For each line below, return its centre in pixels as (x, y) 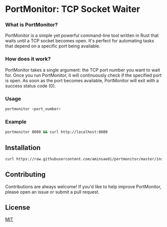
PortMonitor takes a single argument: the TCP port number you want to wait (83, 70)
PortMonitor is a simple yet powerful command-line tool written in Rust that (82, 35)
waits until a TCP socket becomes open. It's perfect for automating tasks (80, 41)
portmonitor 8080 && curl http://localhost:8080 (56, 132)
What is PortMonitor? (32, 25)
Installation (23, 148)
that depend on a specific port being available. (53, 46)
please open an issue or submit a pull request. (52, 192)
